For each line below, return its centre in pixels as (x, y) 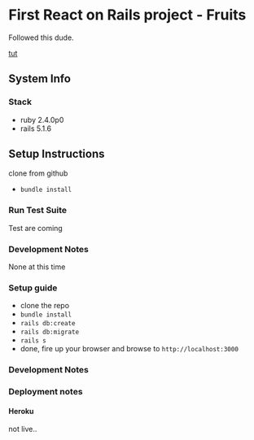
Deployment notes (46, 392)
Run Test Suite (38, 211)
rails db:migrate (50, 332)
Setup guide (33, 288)
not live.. (23, 429)
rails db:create (48, 324)
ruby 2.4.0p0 (42, 120)
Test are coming (35, 228)
